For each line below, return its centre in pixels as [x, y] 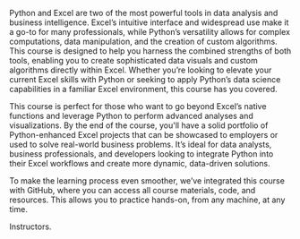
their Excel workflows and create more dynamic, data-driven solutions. [140, 163]
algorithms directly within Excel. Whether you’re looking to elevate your [141, 70]
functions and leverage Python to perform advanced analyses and [131, 116]
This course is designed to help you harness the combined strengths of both [150, 51]
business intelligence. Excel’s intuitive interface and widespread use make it [149, 22]
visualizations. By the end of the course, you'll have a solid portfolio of [139, 125]
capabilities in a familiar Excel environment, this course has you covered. [143, 89]
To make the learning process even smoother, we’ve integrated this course [147, 181]
